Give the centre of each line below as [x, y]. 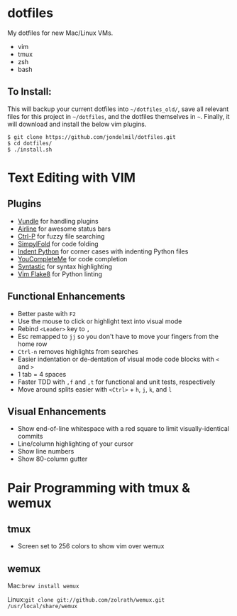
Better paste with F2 [46, 313]
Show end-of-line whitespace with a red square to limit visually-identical [123, 429]
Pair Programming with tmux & [99, 487]
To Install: [29, 92]
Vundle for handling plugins [58, 221]
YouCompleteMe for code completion [72, 259]
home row [32, 344]
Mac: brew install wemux [43, 586]
